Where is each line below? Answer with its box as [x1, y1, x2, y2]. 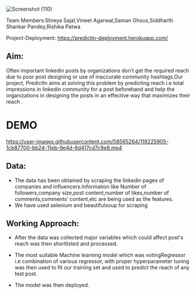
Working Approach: [6, 218, 80, 228]
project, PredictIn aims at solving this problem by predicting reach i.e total [6, 79, 184, 86]
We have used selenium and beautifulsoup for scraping [14, 201, 148, 208]
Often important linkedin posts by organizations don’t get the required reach [6, 67, 189, 74]
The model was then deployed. [14, 282, 90, 289]
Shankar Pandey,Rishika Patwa [6, 23, 81, 30]
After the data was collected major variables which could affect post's [14, 234, 184, 241]
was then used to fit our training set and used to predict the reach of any [14, 264, 190, 271]
